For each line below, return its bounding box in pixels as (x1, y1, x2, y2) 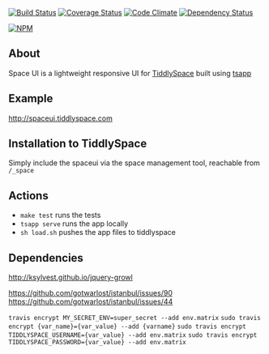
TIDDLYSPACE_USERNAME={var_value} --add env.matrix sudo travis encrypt (8, 331, 258, 339)
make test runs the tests (19, 211, 101, 220)
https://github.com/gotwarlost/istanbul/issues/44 (8, 296, 173, 307)
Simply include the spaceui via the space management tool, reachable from (8, 158, 261, 168)
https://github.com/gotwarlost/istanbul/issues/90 (8, 288, 173, 298)
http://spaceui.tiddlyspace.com (8, 113, 113, 123)
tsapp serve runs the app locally (19, 219, 129, 228)
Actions (8, 189, 49, 203)
